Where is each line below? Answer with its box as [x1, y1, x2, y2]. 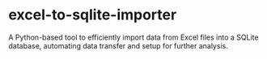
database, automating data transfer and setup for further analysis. [8, 40, 228, 50]
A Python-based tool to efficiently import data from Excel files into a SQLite [8, 32, 259, 42]
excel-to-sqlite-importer [8, 6, 177, 24]
